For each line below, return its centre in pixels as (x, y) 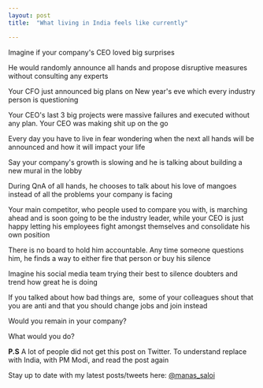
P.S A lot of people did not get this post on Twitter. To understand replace (128, 351)
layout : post (30, 15)
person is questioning (43, 99)
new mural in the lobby (45, 170)
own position (29, 234)
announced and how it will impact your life (77, 147)
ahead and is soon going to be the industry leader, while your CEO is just (126, 218)
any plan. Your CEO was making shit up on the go (88, 123)
